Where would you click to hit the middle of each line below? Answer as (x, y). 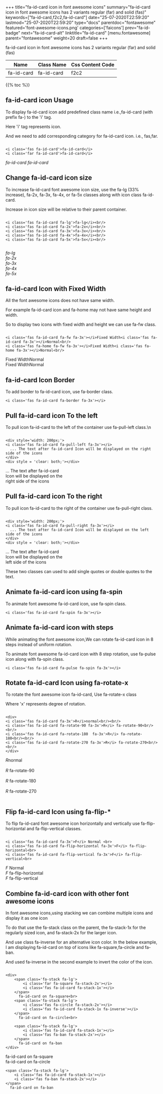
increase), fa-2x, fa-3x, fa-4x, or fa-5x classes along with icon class (73, 195)
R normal (14, 760)
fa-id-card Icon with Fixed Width (56, 289)
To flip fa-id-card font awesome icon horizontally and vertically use (73, 824)
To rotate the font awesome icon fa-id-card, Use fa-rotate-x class (71, 695)
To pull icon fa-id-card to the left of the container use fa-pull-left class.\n (78, 427)
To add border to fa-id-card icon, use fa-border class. (59, 392)
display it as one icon (27, 918)
